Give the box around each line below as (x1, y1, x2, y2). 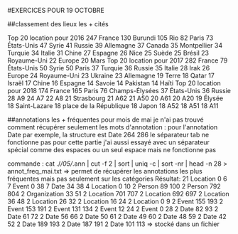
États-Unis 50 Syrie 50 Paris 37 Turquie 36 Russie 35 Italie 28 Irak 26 (7, 64, 210, 72)
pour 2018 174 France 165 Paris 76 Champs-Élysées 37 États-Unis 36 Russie (7, 87, 231, 95)
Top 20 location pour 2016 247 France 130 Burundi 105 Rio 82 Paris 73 (7, 33, 214, 42)
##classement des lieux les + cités (7, 20, 109, 28)
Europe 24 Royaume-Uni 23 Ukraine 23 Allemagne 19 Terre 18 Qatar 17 (7, 71, 215, 80)
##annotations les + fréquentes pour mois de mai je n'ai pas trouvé (7, 115, 204, 124)
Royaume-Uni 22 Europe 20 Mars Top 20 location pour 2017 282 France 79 (7, 56, 228, 65)
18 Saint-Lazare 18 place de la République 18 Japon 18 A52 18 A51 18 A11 (7, 102, 219, 110)
